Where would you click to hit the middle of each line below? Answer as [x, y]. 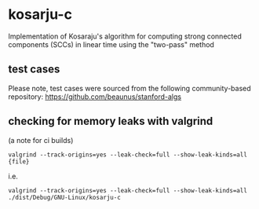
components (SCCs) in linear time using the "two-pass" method [111, 44]
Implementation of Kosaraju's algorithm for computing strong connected [125, 36]
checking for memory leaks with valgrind [111, 121]
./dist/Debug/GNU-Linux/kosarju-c [65, 197]
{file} [19, 161]
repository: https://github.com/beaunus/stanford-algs [95, 97]
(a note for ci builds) [41, 140]
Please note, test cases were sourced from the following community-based [129, 88]
